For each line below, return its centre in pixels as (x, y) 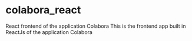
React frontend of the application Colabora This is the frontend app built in (96, 26)
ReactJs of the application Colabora (49, 32)
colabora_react (43, 10)
